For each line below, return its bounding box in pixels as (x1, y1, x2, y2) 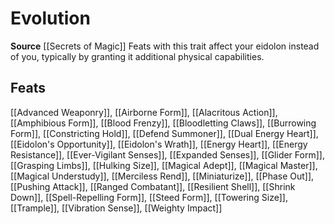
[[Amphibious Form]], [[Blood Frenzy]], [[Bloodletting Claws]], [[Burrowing (10, 117, 317, 129)
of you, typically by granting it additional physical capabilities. (10, 50, 265, 62)
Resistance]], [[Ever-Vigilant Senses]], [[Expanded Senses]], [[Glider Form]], (10, 148, 325, 161)
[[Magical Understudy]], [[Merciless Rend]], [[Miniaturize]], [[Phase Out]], (10, 170, 315, 182)
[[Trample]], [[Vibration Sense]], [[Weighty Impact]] (10, 202, 223, 214)
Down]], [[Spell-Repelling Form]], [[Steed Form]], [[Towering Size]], (10, 191, 288, 203)
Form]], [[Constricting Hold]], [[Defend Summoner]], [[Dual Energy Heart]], (10, 127, 319, 139)
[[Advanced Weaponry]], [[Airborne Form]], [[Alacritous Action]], (10, 106, 278, 118)
